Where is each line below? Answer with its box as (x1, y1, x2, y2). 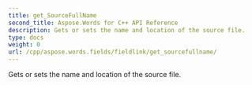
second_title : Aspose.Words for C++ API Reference (8, 19, 179, 27)
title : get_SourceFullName (8, 11, 97, 20)
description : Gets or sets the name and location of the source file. (8, 26, 246, 34)
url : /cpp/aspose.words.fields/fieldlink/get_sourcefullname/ (8, 48, 217, 56)
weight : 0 (8, 41, 41, 49)
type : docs (8, 33, 44, 42)
